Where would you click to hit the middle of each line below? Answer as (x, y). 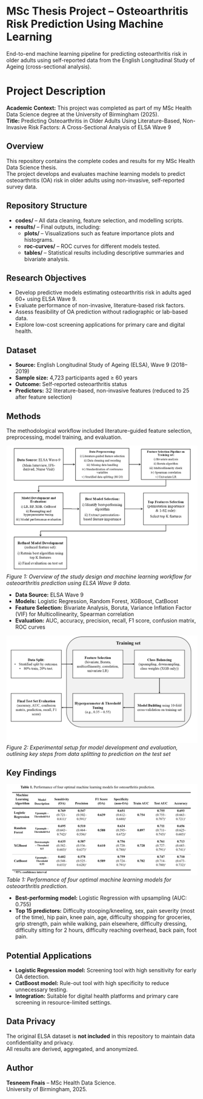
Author (20, 1068)
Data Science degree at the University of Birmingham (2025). (83, 114)
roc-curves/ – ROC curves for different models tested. (92, 246)
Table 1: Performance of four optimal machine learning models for (89, 880)
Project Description (56, 91)
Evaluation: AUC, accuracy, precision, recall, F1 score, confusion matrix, (105, 621)
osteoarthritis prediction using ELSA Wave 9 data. (69, 583)
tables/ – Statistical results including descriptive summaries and (104, 252)
